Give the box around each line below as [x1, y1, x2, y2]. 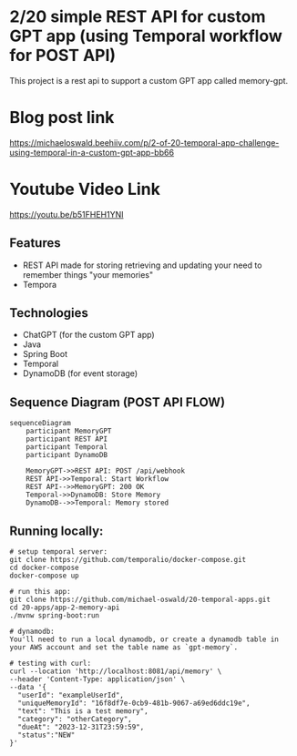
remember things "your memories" [22, 269, 154, 280]
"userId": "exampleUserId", [17, 690, 125, 700]
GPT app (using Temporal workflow [9, 26, 282, 46]
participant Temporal [26, 443, 108, 452]
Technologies [9, 305, 89, 321]
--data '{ [9, 683, 47, 692]
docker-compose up [9, 571, 79, 580]
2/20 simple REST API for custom [9, 6, 266, 27]
